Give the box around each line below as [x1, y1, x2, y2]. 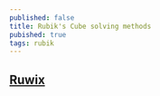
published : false [9, 13, 75, 23]
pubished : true [9, 30, 67, 39]
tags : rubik [9, 38, 54, 48]
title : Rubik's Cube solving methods [9, 22, 152, 31]
